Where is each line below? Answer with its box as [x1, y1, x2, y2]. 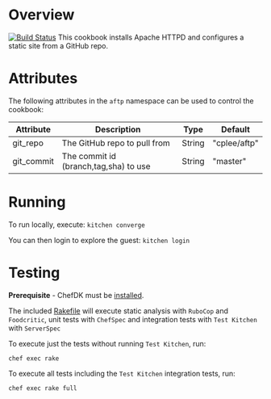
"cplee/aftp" [212, 137, 259, 149]
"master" [212, 155, 247, 166]
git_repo [12, 137, 44, 149]
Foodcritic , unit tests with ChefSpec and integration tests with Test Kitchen [8, 314, 258, 324]
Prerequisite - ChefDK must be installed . [8, 290, 144, 300]
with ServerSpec [8, 323, 61, 333]
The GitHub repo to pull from [61, 137, 171, 149]
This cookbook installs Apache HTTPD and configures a [57, 32, 244, 42]
